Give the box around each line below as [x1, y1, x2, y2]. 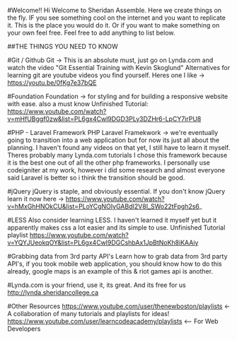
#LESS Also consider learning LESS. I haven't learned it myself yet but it [7, 216, 217, 224]
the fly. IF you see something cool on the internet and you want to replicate [7, 13, 226, 22]
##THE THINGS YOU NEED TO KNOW [7, 42, 118, 50]
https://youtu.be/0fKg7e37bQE [7, 78, 97, 87]
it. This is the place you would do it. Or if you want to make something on [7, 21, 220, 29]
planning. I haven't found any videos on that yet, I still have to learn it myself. [7, 143, 231, 151]
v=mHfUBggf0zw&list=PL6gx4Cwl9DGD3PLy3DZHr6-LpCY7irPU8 [7, 115, 202, 123]
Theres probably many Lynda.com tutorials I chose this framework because [7, 151, 228, 159]
